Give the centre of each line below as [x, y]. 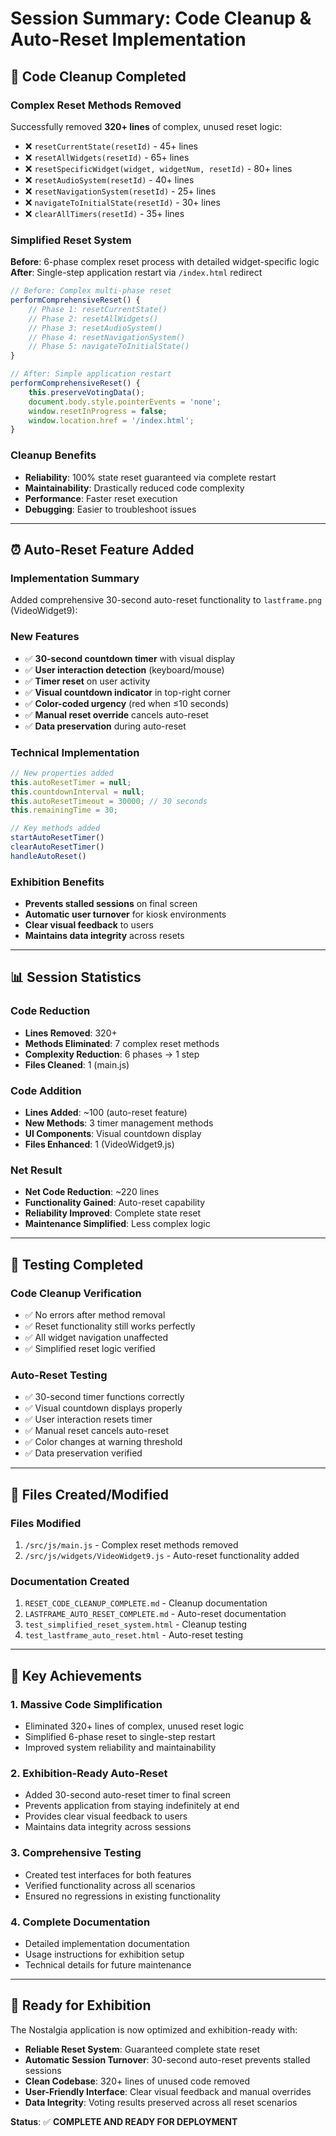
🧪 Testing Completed [77, 1264]
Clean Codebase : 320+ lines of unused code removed [137, 2081]
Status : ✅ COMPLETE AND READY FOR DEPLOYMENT [124, 2121]
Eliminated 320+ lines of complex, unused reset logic [134, 1726]
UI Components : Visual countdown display [113, 1134]
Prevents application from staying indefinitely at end [132, 1806]
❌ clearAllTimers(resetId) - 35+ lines [104, 213]
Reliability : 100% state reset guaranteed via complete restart [150, 477]
